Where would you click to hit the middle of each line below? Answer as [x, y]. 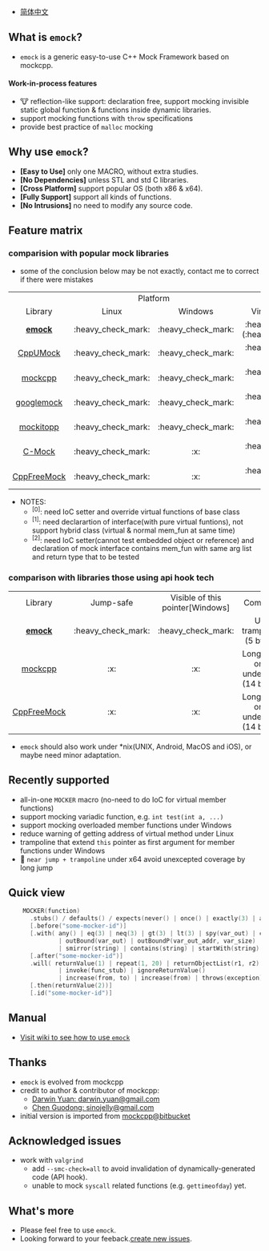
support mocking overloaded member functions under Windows [126, 825]
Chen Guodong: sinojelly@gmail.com [93, 1107]
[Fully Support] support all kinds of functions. [96, 197]
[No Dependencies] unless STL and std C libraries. [104, 179]
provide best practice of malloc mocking [86, 127]
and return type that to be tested [86, 557]
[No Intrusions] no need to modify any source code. [106, 205]
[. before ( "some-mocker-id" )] [78, 926]
